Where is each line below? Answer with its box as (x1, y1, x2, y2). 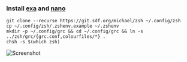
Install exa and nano (6, 4, 66, 13)
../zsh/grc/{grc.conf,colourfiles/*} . (6, 34, 106, 40)
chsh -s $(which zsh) (6, 39, 61, 45)
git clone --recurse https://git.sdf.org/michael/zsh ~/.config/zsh (6, 18, 181, 24)
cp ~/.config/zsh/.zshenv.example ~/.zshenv (6, 23, 119, 29)
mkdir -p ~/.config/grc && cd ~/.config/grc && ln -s (6, 28, 144, 34)
